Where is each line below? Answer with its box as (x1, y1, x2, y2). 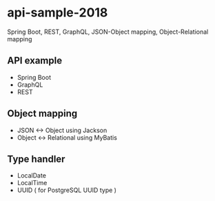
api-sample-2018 (7, 5, 108, 21)
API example (7, 55, 63, 67)
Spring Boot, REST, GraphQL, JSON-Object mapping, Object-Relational (7, 28, 209, 36)
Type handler (7, 153, 65, 165)
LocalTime (17, 179, 48, 187)
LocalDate (17, 171, 47, 180)
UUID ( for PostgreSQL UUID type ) (17, 186, 117, 194)
